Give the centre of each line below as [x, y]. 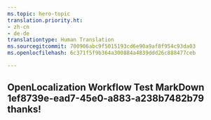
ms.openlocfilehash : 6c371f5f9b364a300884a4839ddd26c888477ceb [102, 53]
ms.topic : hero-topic [39, 14]
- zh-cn [19, 27]
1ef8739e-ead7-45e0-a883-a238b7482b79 [106, 99]
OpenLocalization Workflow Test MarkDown [106, 87]
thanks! [25, 109]
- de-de [19, 33]
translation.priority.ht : [45, 20]
